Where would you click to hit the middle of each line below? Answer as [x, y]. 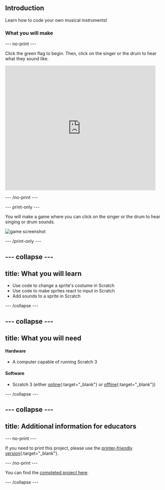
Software [15, 373]
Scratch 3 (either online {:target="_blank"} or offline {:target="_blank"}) [84, 384]
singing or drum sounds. [30, 222]
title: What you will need [43, 338]
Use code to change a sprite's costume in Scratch [63, 285]
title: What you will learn [43, 273]
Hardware [16, 351]
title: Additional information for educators [71, 426]
